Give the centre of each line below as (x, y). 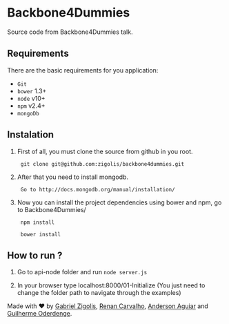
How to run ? (35, 255)
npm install (38, 222)
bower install (41, 234)
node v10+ (31, 98)
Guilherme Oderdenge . (40, 314)
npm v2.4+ (31, 106)
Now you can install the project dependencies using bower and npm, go (119, 202)
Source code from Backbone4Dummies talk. (70, 32)
